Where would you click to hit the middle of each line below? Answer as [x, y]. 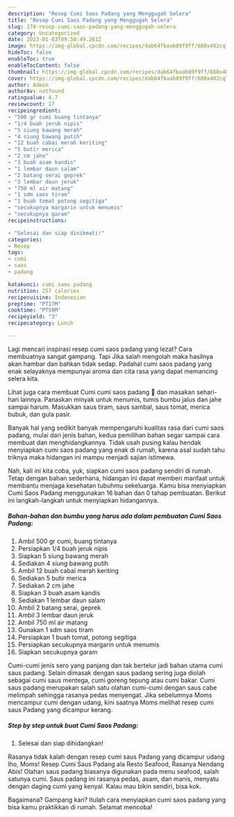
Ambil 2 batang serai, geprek [59, 607]
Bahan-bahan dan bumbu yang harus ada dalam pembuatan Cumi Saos [115, 516]
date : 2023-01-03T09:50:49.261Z [55, 40]
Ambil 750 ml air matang [53, 622]
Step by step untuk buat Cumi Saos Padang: [73, 726]
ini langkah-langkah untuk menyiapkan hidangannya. [83, 500]
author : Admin [28, 85]
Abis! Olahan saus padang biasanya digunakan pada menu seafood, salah [114, 771]
